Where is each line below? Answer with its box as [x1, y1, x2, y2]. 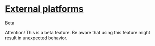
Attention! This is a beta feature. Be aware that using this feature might [5, 29, 151, 35]
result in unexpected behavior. [5, 35, 68, 41]
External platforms [5, 3, 84, 15]
